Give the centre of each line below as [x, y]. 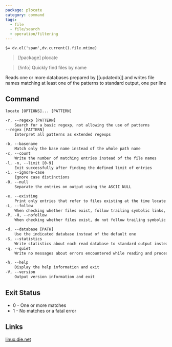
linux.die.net [18, 339]
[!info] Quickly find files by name [52, 68]
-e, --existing [21, 196]
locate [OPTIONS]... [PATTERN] [39, 111]
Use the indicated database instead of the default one [76, 234]
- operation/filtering [34, 34]
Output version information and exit [55, 277]
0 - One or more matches [39, 305]
